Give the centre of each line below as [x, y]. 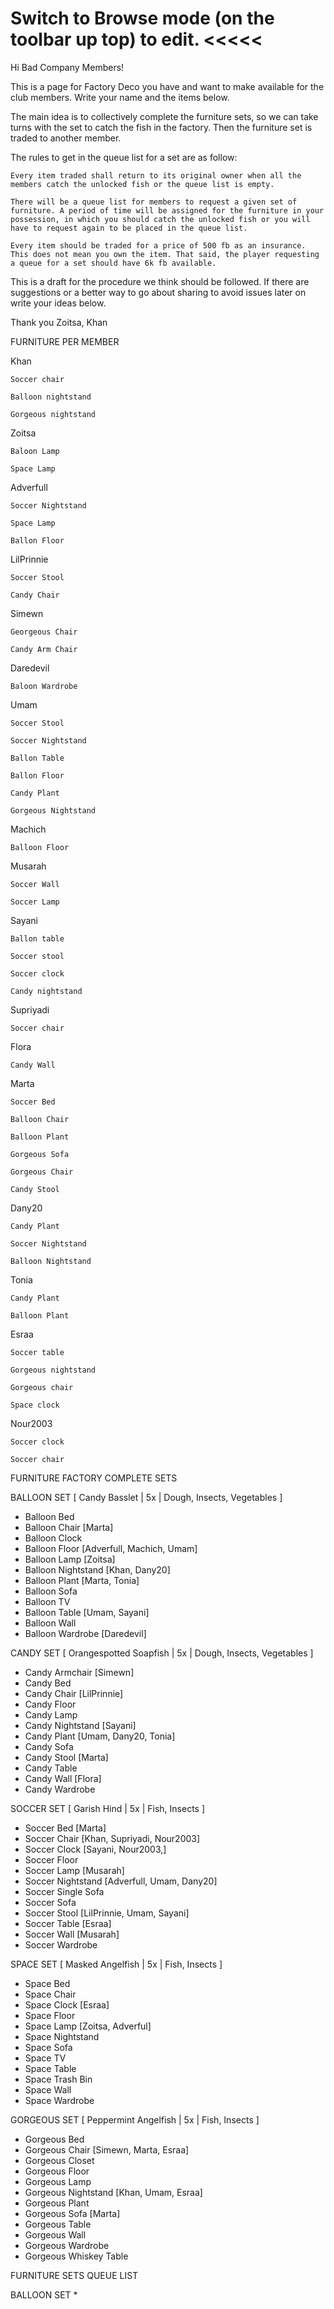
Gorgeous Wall [55, 2234]
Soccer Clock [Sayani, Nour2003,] [95, 1849]
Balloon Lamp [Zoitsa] [70, 1559]
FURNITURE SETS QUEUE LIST [74, 2275]
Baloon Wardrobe [44, 686]
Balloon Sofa [51, 1591]
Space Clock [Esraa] [67, 2004]
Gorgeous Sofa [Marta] [72, 2213]
